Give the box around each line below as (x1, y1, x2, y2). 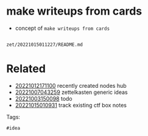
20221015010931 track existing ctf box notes (15, 101, 127, 109)
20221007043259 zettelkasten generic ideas (15, 88, 128, 96)
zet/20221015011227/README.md (6, 41, 83, 48)
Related (6, 62, 46, 76)
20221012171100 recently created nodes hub (15, 82, 127, 89)
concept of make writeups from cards (15, 24, 110, 32)
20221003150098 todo (15, 95, 73, 102)
